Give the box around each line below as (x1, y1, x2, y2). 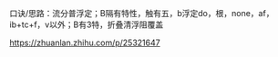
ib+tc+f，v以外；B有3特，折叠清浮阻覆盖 (9, 19, 164, 30)
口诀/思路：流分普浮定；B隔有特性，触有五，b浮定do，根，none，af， (9, 8, 274, 18)
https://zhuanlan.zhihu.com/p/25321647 (9, 37, 161, 48)
